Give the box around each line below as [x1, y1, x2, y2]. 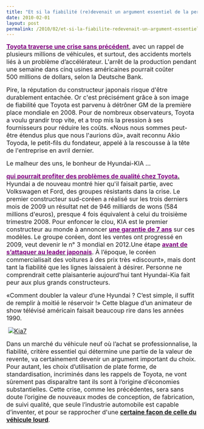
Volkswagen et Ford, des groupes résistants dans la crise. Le [6, 187, 180, 196]
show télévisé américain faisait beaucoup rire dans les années [6, 306, 184, 315]
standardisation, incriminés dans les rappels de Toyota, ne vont [6, 370, 187, 379]
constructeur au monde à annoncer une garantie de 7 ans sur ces [6, 225, 195, 234]
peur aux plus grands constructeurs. [6, 279, 110, 287]
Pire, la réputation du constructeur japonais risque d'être [6, 86, 168, 94]
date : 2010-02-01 [6, 15, 50, 21]
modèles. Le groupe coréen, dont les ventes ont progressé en [6, 233, 183, 242]
